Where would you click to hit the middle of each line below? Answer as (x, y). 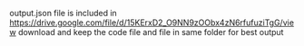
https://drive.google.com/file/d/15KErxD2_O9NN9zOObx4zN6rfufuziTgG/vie (152, 23)
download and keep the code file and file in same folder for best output (151, 32)
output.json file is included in (64, 13)
